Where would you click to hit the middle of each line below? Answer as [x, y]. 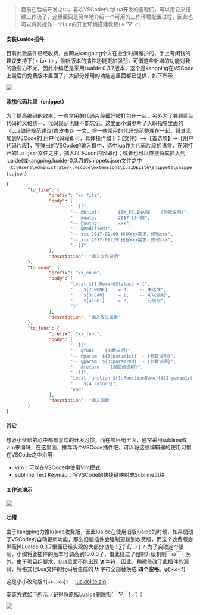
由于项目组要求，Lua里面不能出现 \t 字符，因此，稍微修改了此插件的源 [103, 561]
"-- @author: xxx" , [101, 223]
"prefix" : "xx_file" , [75, 196]
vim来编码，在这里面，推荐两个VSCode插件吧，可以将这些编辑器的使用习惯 [99, 447]
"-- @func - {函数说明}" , [102, 351]
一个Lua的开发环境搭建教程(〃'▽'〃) [97, 24]
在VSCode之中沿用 [29, 455]
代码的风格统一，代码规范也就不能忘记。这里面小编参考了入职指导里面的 [95, 123]
